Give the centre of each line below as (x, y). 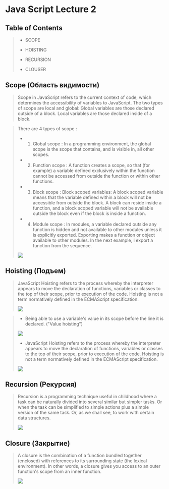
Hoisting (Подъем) (36, 271)
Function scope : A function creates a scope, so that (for (91, 165)
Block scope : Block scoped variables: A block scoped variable (98, 192)
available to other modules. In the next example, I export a (93, 240)
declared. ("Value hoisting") (54, 323)
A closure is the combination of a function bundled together (80, 456)
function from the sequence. (62, 245)
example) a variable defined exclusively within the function (94, 171)
